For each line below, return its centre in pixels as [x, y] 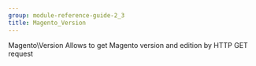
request [21, 53]
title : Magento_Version [47, 23]
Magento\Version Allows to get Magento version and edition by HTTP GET [128, 45]
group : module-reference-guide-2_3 [67, 15]
